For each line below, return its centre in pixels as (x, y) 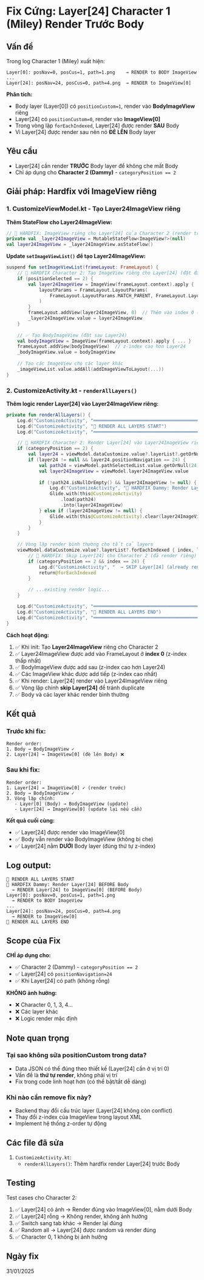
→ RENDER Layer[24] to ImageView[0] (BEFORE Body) (77, 890)
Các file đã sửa (35, 1143)
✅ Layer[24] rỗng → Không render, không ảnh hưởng (81, 1216)
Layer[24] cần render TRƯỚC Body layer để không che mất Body (97, 166)
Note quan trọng (38, 1038)
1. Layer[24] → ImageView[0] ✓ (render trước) (66, 788)
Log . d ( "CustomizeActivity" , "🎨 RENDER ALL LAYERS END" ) (90, 612)
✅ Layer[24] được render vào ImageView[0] (70, 832)
